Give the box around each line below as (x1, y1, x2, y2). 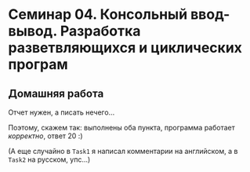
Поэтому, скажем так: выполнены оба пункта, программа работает (8, 123, 235, 132)
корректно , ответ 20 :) (8, 131, 83, 141)
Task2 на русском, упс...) (8, 155, 91, 164)
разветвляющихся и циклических (8, 39, 243, 57)
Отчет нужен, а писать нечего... (8, 108, 115, 117)
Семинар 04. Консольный (8, 5, 188, 24)
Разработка (60, 22, 141, 40)
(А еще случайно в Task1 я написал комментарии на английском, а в (8, 147, 238, 156)
